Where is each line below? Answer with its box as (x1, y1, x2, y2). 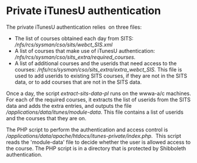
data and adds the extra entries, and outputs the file (6, 102, 132, 109)
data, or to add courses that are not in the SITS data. (14, 78, 142, 86)
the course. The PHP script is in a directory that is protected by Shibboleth (6, 145, 186, 152)
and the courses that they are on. (6, 114, 86, 121)
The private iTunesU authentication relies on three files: (6, 23, 142, 30)
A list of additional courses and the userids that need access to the (14, 60, 177, 67)
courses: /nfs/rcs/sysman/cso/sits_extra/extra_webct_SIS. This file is (14, 66, 182, 73)
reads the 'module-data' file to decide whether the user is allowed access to (6, 138, 191, 145)
